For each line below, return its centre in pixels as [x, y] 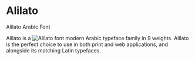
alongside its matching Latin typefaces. [53, 50]
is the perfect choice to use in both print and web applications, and [87, 44]
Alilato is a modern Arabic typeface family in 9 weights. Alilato [97, 38]
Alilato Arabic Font [28, 27]
